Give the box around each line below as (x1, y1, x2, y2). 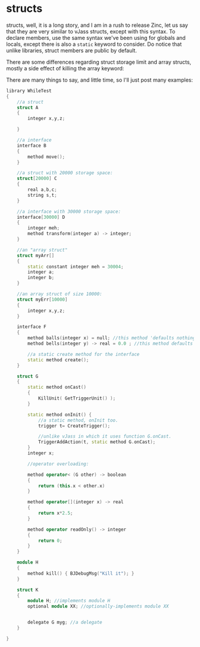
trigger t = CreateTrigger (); (37, 423, 111, 429)
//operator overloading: (27, 461, 89, 467)
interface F (17, 324, 46, 330)
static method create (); (27, 357, 89, 363)
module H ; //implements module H (27, 598, 111, 604)
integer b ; (27, 275, 55, 281)
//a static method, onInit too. (37, 417, 118, 423)
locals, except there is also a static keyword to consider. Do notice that (6, 41, 182, 48)
